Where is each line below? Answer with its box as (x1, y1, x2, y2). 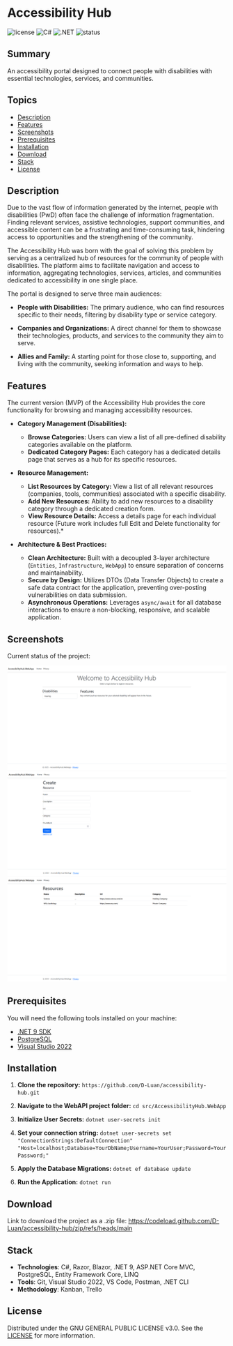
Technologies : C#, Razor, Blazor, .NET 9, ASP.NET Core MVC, (17, 1263, 195, 1271)
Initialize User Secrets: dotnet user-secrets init (17, 1115, 161, 1124)
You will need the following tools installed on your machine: (7, 1013, 177, 1022)
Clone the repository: (17, 1081, 81, 1089)
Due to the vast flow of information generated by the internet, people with (7, 204, 218, 212)
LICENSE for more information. (7, 1331, 95, 1340)
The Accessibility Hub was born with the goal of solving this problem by (7, 246, 214, 255)
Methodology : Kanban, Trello (17, 1285, 102, 1294)
